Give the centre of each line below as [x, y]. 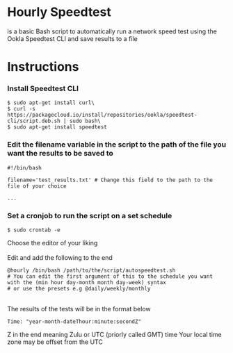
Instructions [43, 67]
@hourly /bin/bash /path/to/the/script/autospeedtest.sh [91, 271]
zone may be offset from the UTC [55, 342]
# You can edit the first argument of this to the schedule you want [110, 277]
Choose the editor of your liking [53, 243]
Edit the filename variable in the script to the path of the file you [117, 145]
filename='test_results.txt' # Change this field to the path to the [110, 180]
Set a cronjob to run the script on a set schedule [90, 215]
